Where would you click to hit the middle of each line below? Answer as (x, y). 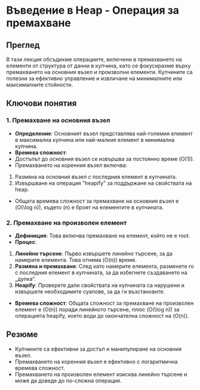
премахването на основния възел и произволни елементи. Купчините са (99, 72)
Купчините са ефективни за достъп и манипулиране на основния (98, 349)
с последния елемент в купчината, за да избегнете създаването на (101, 273)
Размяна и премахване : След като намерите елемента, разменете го (104, 266)
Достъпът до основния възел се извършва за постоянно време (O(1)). (104, 159)
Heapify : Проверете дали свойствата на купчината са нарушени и (100, 285)
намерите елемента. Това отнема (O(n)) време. (76, 259)
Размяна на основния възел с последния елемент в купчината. (96, 177)
